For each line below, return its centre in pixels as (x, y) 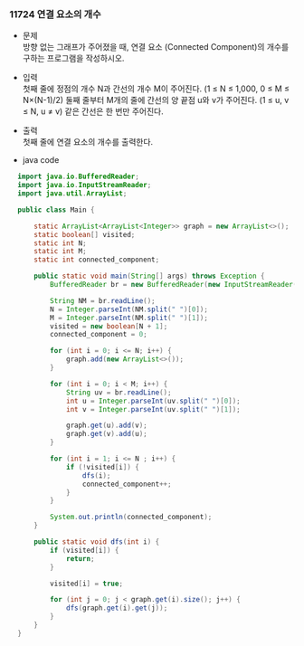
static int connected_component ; (96, 260)
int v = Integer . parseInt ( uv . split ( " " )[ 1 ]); (154, 409)
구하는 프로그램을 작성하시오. (73, 58)
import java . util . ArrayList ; (72, 194)
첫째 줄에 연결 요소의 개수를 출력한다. (88, 142)
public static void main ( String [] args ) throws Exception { (149, 276)
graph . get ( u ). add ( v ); (107, 426)
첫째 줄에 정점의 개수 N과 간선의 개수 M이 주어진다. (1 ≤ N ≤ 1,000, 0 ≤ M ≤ (156, 89)
